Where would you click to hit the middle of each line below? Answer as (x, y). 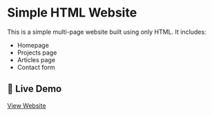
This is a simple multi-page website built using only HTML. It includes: (107, 32)
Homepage (33, 45)
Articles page (36, 59)
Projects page (37, 52)
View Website (27, 106)
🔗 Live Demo (35, 89)
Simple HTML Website (72, 13)
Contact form (36, 67)
